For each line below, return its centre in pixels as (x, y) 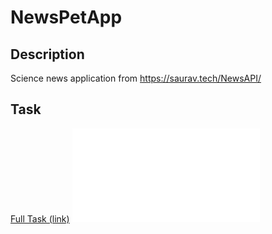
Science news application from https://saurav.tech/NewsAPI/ (136, 78)
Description (47, 54)
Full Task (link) (40, 218)
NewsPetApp (66, 17)
